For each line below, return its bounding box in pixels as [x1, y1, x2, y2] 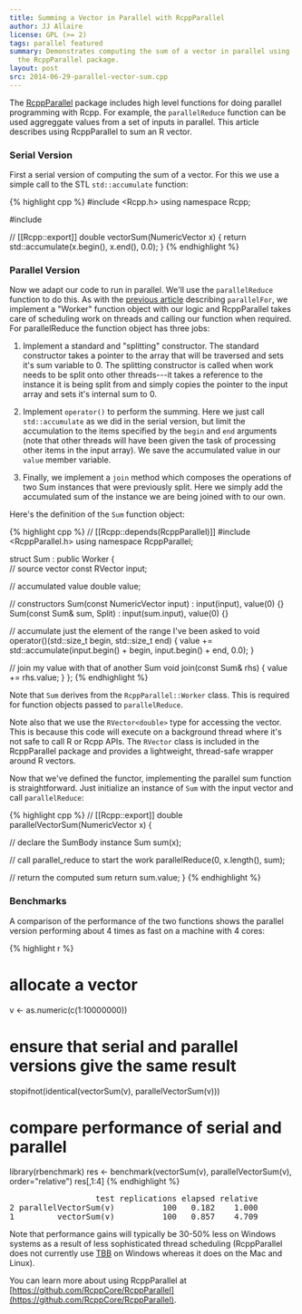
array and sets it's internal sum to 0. [22, 389, 157, 400]
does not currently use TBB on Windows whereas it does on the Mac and [9, 1248, 283, 1259]
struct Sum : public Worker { [9, 554, 115, 565]
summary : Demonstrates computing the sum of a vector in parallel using [9, 47, 290, 56]
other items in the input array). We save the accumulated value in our [22, 445, 281, 456]
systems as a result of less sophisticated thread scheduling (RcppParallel [9, 1239, 283, 1250]
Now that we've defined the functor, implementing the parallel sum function [9, 773, 292, 784]
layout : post [9, 64, 59, 73]
